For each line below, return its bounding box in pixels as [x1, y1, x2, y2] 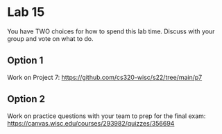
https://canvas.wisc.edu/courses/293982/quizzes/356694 [7, 119, 175, 127]
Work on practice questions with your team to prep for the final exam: [7, 112, 206, 120]
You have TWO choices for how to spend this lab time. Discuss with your [7, 27, 215, 35]
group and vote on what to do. [7, 34, 94, 42]
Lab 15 [7, 4, 45, 20]
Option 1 [7, 55, 44, 67]
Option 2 [7, 93, 45, 105]
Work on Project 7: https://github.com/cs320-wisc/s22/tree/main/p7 [7, 73, 203, 81]
